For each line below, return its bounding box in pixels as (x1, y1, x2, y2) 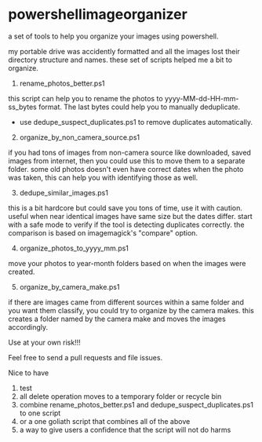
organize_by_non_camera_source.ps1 (19, 132, 140, 142)
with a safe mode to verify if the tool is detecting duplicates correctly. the (8, 220, 245, 229)
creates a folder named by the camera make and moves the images (8, 314, 226, 323)
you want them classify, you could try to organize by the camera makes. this (8, 305, 255, 315)
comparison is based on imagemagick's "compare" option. (8, 228, 198, 237)
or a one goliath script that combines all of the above (19, 416, 191, 426)
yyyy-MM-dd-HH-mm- (164, 93, 239, 103)
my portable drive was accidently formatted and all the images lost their (8, 46, 241, 56)
